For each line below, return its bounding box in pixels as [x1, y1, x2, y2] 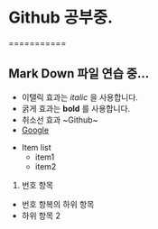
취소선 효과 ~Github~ [21, 114, 98, 125]
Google [21, 124, 50, 135]
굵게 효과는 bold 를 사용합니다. [21, 103, 131, 114]
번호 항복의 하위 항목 [21, 198, 95, 209]
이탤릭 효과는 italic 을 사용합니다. [21, 91, 139, 103]
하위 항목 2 [21, 210, 60, 221]
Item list [21, 142, 51, 152]
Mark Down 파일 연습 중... [8, 66, 150, 81]
